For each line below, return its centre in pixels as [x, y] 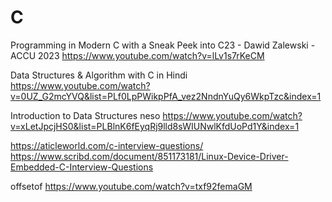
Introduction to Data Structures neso [85, 115]
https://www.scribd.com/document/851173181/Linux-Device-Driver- [149, 156]
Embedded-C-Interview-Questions [82, 167]
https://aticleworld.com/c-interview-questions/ [107, 145]
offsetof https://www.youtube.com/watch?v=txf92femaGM [131, 186]
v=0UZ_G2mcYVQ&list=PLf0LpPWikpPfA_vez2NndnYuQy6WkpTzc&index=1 [166, 96]
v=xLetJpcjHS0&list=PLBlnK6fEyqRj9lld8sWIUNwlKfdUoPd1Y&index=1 [155, 126]
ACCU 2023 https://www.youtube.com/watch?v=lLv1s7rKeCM [137, 55]
